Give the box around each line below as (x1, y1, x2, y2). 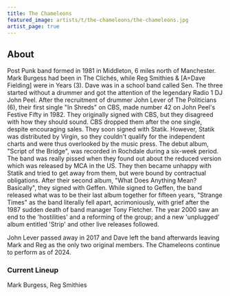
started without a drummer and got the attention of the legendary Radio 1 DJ (7, 89, 223, 97)
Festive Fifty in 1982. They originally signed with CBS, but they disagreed (7, 111, 214, 119)
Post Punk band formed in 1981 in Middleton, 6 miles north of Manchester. (7, 67, 216, 75)
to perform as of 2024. (7, 249, 71, 257)
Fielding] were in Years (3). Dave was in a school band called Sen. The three (7, 81, 223, 89)
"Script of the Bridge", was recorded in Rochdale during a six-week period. (7, 147, 219, 156)
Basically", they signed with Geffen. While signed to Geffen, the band (7, 184, 203, 192)
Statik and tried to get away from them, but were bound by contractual (7, 169, 207, 178)
